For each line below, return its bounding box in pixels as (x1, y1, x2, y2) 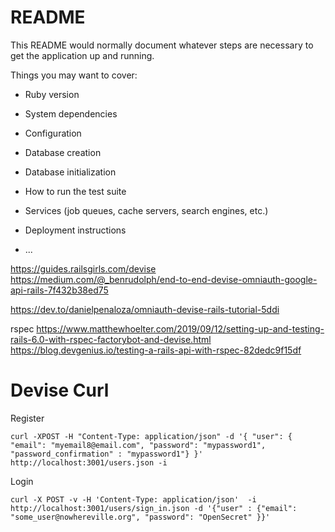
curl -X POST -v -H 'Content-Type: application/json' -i (10, 494, 257, 505)
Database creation (24, 146, 102, 158)
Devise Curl (10, 379, 110, 402)
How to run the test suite (24, 185, 127, 197)
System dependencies (24, 107, 118, 120)
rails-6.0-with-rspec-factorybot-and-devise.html (10, 333, 212, 345)
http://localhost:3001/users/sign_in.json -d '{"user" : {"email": (10, 503, 298, 513)
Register (10, 412, 45, 424)
